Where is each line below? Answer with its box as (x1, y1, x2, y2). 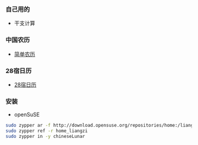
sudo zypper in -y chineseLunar (5, 133, 85, 139)
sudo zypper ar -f (5, 123, 51, 128)
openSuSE (14, 111, 40, 118)
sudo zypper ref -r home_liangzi (5, 128, 88, 134)
